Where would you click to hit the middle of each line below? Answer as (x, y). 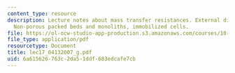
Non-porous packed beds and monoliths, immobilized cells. (101, 26)
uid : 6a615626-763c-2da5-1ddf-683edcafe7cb (72, 59)
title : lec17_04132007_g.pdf (50, 53)
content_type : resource (42, 14)
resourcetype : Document (42, 46)
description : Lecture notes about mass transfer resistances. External (114, 20)
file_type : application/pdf (48, 40)
